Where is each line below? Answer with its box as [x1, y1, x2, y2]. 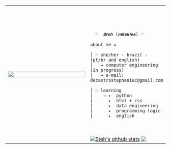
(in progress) [90, 67, 125, 73]
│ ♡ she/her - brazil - [90, 52, 148, 57]
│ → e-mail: [90, 72, 125, 78]
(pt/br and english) [90, 57, 140, 63]
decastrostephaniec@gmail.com [90, 77, 163, 83]
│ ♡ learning [90, 87, 122, 93]
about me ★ [90, 42, 117, 47]
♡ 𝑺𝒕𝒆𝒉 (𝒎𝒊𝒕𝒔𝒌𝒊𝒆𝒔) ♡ [95, 32, 144, 37]
